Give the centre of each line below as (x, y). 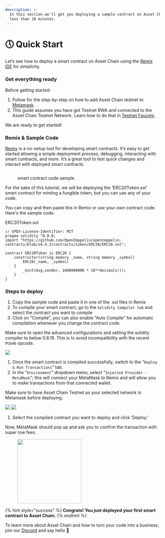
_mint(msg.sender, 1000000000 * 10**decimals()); (74, 270)
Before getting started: (28, 90)
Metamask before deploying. (34, 398)
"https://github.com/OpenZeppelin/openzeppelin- (71, 240)
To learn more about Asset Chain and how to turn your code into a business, (82, 525)
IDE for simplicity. (23, 67)
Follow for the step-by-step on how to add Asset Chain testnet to (78, 100)
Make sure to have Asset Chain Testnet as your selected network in (73, 392)
